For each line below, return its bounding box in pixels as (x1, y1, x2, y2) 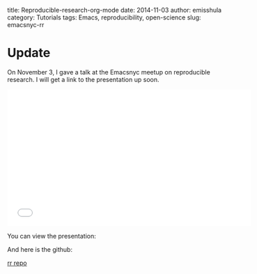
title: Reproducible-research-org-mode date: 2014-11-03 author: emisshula (7, 6, 221, 14)
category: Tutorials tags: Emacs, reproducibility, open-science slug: (7, 13, 201, 22)
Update (7, 45, 51, 61)
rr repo (7, 259, 27, 267)
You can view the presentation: (7, 232, 96, 240)
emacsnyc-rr (7, 21, 45, 29)
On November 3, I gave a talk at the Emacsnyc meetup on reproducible (7, 67, 210, 76)
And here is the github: (7, 245, 73, 253)
